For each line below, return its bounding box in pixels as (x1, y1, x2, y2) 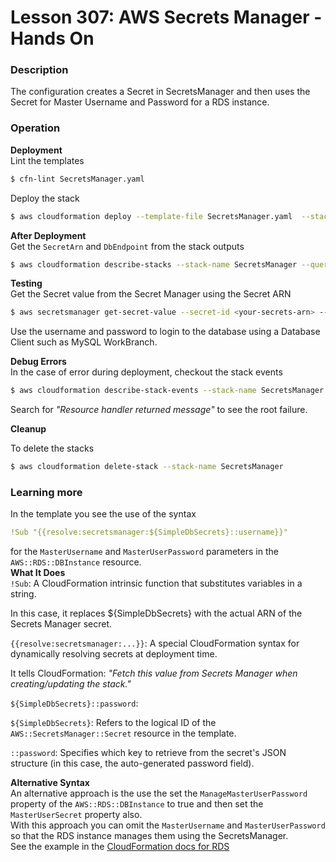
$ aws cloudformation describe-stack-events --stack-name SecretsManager (10, 386, 325, 396)
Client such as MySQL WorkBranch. (10, 336, 158, 348)
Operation (10, 121, 61, 135)
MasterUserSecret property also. (10, 809, 143, 821)
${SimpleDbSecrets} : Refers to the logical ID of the (10, 717, 217, 729)
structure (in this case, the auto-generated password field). (10, 757, 255, 770)
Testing (10, 277, 43, 290)
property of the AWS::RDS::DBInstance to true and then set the (10, 798, 264, 810)
